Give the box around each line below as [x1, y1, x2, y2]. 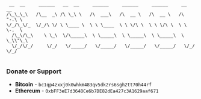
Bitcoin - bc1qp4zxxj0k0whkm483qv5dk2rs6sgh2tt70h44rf [14, 81, 152, 88]
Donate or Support [6, 67, 62, 76]
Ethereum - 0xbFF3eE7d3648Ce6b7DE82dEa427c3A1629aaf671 [14, 87, 159, 94]
